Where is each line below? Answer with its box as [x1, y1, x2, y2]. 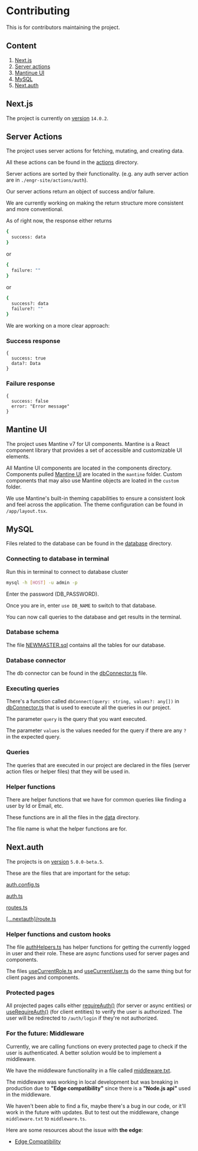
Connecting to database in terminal [6, 555, 109, 563]
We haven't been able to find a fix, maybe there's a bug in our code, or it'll [6, 1102, 186, 1110]
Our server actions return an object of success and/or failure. [6, 188, 155, 195]
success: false [11, 398, 49, 404]
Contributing [6, 4, 70, 18]
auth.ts [6, 892, 23, 900]
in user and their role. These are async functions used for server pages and [6, 950, 190, 957]
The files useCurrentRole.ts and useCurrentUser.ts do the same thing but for [6, 968, 192, 975]
